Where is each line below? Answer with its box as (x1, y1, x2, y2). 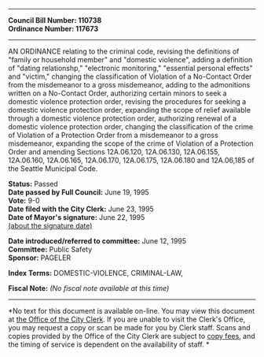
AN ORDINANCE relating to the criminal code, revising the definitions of (8, 46, 240, 56)
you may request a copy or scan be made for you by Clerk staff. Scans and (8, 323, 251, 332)
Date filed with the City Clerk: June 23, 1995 (8, 204, 155, 214)
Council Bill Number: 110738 (8, 16, 102, 24)
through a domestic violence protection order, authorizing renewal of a (8, 113, 237, 123)
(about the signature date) (8, 221, 93, 230)
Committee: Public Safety (8, 245, 93, 254)
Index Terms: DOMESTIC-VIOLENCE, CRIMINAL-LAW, (8, 269, 183, 277)
